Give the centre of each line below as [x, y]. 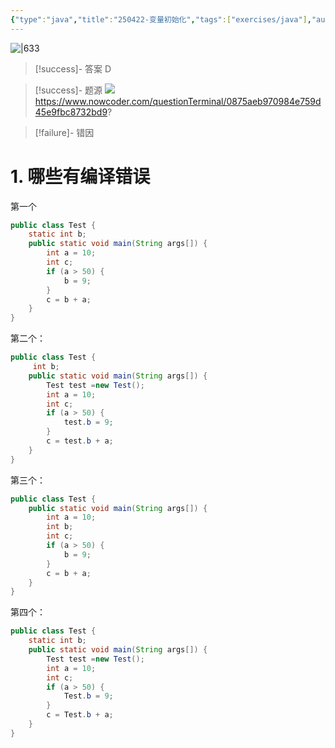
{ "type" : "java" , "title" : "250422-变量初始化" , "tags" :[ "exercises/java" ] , [161, 19]
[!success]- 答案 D [73, 68]
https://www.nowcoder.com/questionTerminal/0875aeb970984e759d [178, 101]
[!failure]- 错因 [64, 132]
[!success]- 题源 [68, 90]
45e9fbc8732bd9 [71, 112]
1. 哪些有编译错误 [80, 176]
